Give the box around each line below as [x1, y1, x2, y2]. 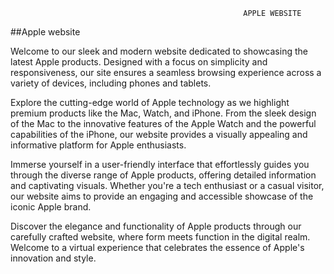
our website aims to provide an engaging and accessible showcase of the [10, 190, 314, 202]
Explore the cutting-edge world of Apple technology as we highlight [10, 97, 290, 108]
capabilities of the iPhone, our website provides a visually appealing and [10, 129, 308, 140]
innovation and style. [10, 252, 97, 264]
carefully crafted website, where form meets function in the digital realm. [10, 231, 311, 243]
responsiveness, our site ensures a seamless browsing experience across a [10, 67, 322, 78]
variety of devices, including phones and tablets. [10, 77, 212, 89]
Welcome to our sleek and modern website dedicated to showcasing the [10, 45, 308, 57]
